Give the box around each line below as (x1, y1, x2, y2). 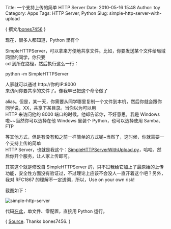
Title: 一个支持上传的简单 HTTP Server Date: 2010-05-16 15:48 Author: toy (5, 5, 160, 10)
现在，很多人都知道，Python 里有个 (5, 37, 80, 43)
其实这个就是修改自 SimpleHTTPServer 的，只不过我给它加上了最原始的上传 (5, 164, 164, 170)
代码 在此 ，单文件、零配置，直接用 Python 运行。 (5, 208, 108, 214)
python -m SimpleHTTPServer (5, 71, 69, 77)
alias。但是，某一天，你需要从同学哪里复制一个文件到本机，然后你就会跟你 (5, 98, 162, 105)
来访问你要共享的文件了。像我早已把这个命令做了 (5, 88, 108, 93)
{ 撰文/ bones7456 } (5, 26, 46, 32)
